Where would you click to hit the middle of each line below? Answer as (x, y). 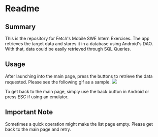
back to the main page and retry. (38, 129)
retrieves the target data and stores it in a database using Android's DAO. (79, 44)
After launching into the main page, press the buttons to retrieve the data (79, 76)
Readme (22, 9)
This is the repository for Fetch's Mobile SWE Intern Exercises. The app (77, 38)
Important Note (29, 112)
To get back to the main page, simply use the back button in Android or (77, 91)
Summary (20, 27)
